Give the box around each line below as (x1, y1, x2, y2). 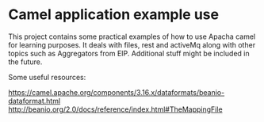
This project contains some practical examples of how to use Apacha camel (8, 32, 256, 41)
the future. (8, 57, 43, 67)
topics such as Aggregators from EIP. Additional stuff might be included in (8, 48, 250, 58)
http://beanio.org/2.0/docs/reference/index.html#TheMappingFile (8, 105, 224, 114)
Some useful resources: (8, 72, 86, 82)
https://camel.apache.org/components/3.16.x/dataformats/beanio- (8, 87, 225, 97)
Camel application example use (8, 6, 220, 24)
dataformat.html (8, 96, 61, 105)
